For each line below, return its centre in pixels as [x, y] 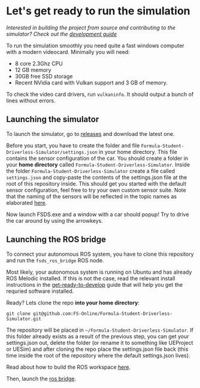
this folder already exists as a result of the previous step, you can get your [98, 336]
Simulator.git [24, 319]
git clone [19, 313]
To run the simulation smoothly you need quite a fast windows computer [95, 46]
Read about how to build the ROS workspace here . [68, 367]
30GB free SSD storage [44, 76]
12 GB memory [33, 69]
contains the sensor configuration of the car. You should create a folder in [97, 158]
